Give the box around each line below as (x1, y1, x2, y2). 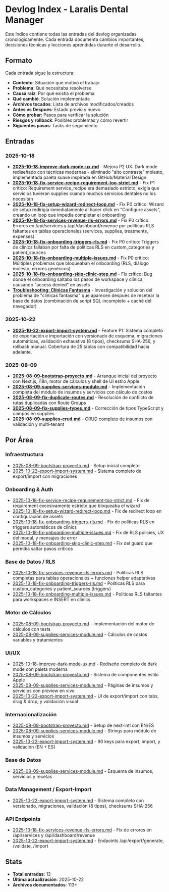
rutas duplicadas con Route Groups (12, 400, 86, 406)
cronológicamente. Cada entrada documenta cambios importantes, (5, 36, 145, 42)
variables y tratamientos (12, 636, 63, 642)
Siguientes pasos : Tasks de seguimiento (12, 122, 98, 128)
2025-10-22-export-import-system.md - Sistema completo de (12, 468, 142, 474)
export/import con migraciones (12, 473, 77, 479)
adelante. (12, 349, 32, 355)
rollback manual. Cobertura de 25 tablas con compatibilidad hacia (12, 343, 150, 350)
